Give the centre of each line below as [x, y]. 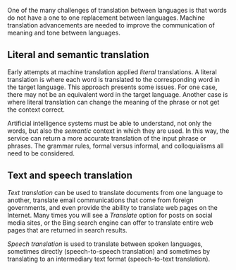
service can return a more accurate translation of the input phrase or [107, 138]
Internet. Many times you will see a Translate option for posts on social [110, 215]
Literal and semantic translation [78, 55]
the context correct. [36, 110]
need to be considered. [41, 153]
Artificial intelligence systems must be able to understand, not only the [110, 123]
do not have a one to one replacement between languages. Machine [106, 18]
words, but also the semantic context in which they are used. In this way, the [118, 131]
